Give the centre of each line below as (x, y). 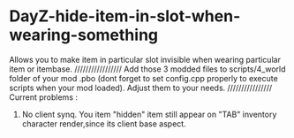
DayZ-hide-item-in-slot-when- (125, 16)
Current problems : (43, 97)
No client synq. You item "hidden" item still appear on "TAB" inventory (149, 114)
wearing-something (84, 35)
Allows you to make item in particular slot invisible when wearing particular (145, 59)
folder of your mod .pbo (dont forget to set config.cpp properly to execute (143, 78)
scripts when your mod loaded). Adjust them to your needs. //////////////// (140, 88)
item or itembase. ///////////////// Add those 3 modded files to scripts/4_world (147, 69)
